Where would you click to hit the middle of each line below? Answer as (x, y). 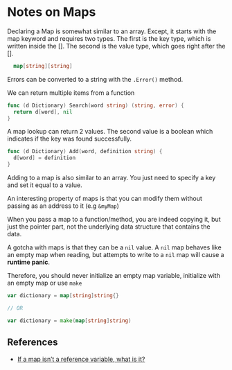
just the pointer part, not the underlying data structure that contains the (109, 227)
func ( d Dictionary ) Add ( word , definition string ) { (85, 152)
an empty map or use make (45, 283)
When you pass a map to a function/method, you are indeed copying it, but (114, 220)
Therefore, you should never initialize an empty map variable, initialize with (114, 276)
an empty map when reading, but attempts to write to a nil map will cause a (116, 255)
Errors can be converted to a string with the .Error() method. (95, 79)
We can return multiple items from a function (71, 92)
